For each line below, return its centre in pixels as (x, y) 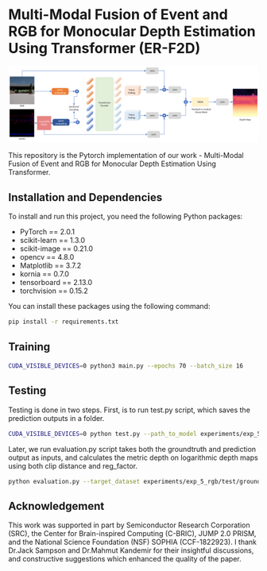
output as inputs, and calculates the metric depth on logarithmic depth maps (133, 457)
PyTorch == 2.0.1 (47, 232)
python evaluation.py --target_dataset (74, 481)
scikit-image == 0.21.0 (56, 249)
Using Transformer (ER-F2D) (104, 48)
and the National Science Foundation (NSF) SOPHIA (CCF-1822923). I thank (132, 542)
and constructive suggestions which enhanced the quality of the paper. (125, 559)
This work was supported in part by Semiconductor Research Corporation (129, 525)
